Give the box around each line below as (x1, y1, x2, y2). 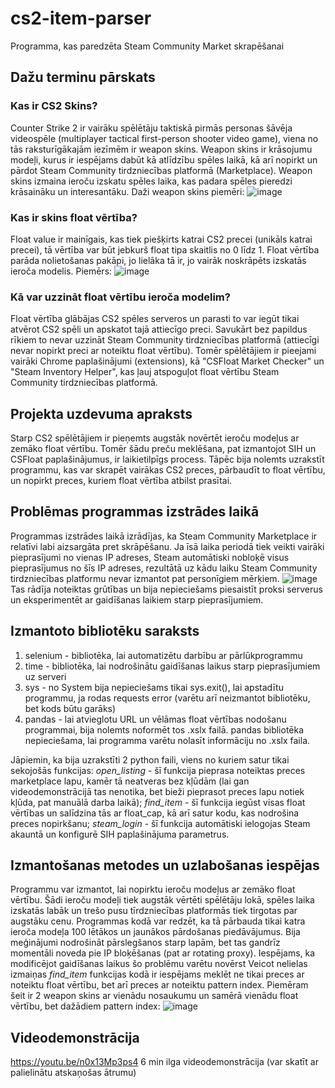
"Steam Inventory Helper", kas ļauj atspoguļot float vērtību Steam (10, 366, 280, 378)
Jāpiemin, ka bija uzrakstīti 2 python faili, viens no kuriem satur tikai (10, 753, 290, 766)
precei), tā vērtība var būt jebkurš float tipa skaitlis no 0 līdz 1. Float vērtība (10, 243, 320, 256)
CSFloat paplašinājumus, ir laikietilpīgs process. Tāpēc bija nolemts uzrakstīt (10, 453, 325, 466)
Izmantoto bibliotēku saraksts (10, 623, 200, 640)
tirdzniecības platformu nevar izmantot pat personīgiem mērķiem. (10, 572, 280, 584)
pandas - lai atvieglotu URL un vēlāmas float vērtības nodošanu (24, 713, 287, 725)
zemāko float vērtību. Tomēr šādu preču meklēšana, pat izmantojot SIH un (10, 443, 317, 455)
